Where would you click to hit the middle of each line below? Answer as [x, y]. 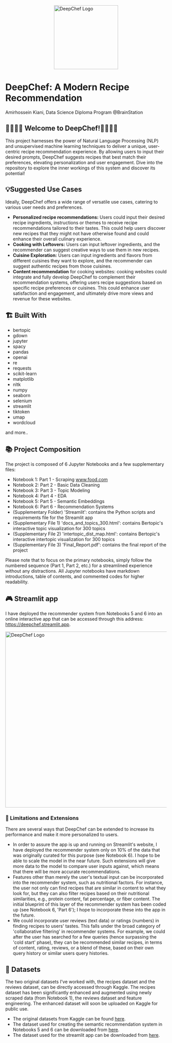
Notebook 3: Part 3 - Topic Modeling [51, 490]
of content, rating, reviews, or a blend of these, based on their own [83, 948]
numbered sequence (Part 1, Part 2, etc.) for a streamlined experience [79, 566]
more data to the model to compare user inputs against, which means [86, 866]
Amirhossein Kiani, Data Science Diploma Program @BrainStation [74, 112]
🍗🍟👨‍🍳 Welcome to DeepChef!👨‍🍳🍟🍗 [62, 128]
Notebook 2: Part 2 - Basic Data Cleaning [56, 485]
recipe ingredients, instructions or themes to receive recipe [75, 223]
